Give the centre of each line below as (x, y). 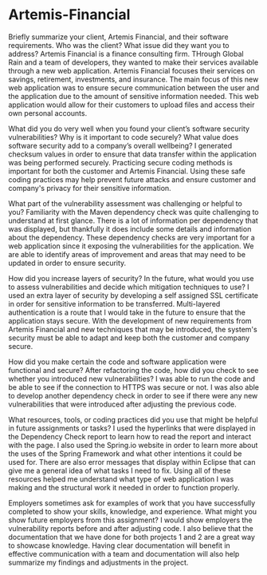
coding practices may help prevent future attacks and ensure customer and (132, 179)
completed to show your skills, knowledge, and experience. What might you (133, 511)
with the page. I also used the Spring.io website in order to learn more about (133, 445)
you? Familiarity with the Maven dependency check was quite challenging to (133, 212)
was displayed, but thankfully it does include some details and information (130, 228)
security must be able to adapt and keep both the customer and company (129, 338)
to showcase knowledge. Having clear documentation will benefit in (120, 545)
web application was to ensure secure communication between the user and (134, 87)
